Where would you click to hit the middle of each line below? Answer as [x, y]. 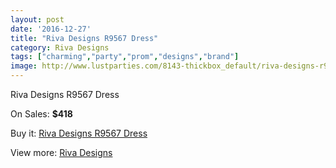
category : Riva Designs [60, 47]
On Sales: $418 [41, 114]
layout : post [37, 19]
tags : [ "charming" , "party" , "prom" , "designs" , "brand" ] [125, 57]
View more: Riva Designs [61, 152]
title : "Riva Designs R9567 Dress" [84, 38]
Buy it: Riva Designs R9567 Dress [79, 133]
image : [24, 66]
